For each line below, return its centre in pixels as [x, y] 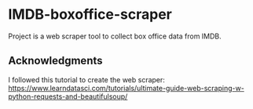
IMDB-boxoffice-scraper [90, 15]
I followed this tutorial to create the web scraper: [86, 79]
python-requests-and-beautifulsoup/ [68, 96]
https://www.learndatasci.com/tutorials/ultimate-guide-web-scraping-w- [126, 88]
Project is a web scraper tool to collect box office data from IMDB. [115, 36]
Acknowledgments [56, 61]
